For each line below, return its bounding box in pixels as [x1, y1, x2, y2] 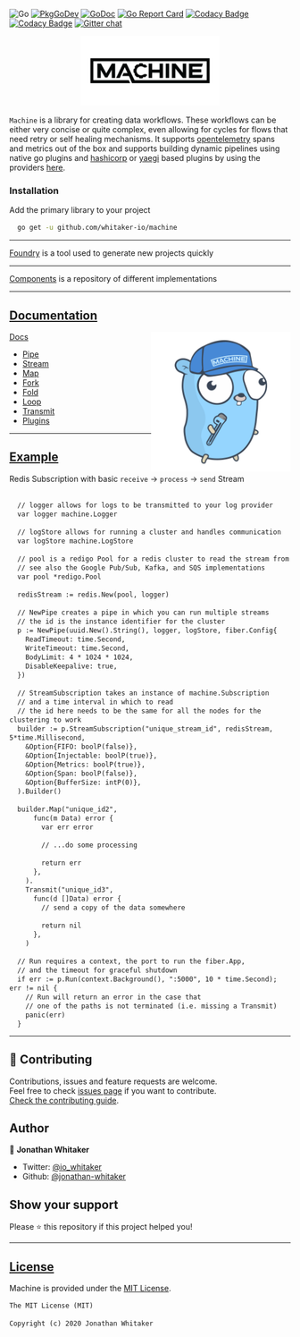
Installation [9, 184, 60, 197]
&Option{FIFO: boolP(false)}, [25, 742, 138, 751]
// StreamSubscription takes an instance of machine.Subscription [17, 689, 270, 698]
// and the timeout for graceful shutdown [17, 966, 178, 975]
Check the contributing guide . [9, 1095, 119, 1105]
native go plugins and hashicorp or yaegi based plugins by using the [9, 153, 261, 163]
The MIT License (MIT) [9, 1301, 94, 1310]
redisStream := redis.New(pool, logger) [17, 590, 170, 599]
